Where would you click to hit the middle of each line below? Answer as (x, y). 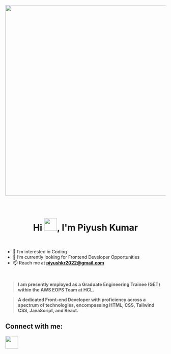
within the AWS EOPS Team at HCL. (56, 289)
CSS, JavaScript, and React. (48, 310)
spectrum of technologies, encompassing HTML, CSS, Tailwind (86, 305)
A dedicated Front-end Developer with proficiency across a (82, 300)
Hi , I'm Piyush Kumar (85, 228)
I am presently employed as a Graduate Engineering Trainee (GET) (89, 284)
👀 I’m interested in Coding (40, 251)
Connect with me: (34, 326)
